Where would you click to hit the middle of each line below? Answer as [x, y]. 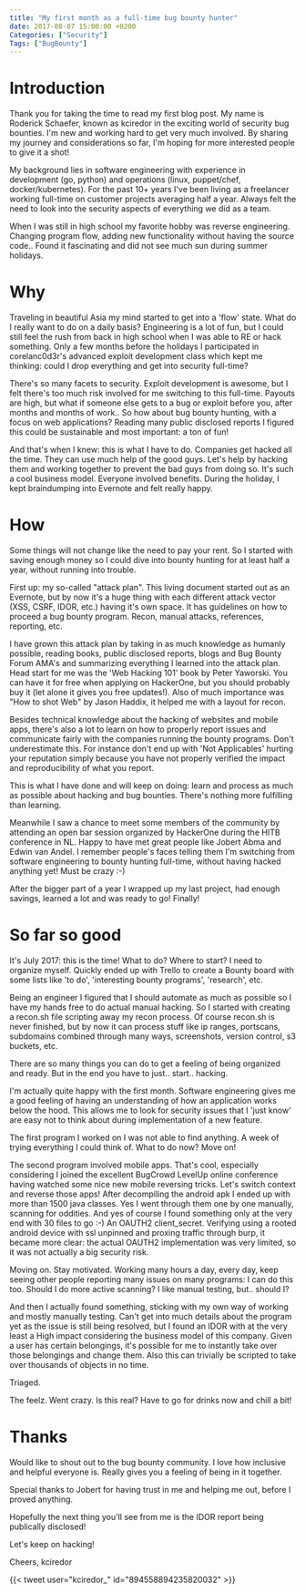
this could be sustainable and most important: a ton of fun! [119, 432]
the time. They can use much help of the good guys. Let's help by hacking [149, 459]
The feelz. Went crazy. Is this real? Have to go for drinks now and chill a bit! [151, 1400]
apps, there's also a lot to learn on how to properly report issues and [138, 729]
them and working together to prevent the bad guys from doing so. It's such [152, 469]
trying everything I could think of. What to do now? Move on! [123, 1147]
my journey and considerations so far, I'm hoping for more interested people [152, 143]
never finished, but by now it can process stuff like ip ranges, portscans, [145, 1027]
